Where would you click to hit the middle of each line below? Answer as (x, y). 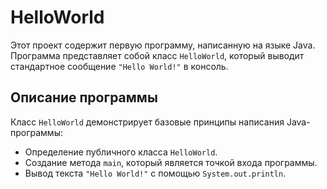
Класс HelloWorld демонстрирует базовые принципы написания (147, 122)
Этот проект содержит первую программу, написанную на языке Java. (163, 45)
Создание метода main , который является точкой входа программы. (171, 162)
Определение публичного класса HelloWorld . (121, 152)
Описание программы (84, 97)
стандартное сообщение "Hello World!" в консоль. (119, 66)
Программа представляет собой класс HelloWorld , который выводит (157, 55)
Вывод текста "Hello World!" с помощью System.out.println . (155, 173)
